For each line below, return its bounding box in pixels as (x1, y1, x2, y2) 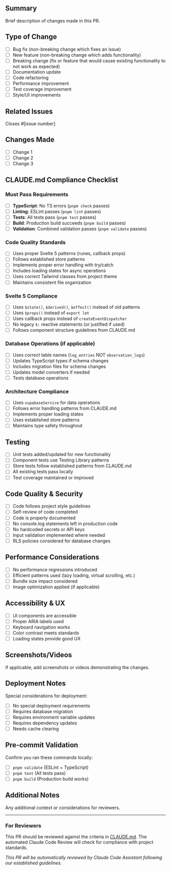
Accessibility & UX (5, 599, 65, 608)
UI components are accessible (12, 612, 77, 618)
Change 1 (12, 149, 33, 155)
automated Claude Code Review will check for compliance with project (5, 839, 154, 845)
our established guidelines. (5, 860, 62, 866)
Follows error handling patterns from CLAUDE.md (12, 405, 117, 411)
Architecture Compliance (5, 388, 69, 395)
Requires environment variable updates (12, 714, 95, 720)
